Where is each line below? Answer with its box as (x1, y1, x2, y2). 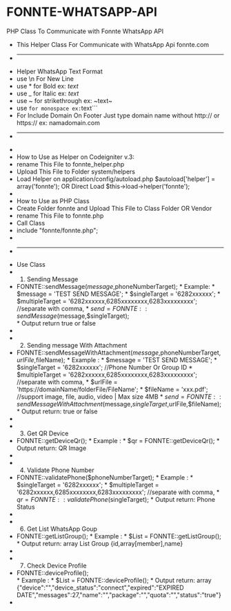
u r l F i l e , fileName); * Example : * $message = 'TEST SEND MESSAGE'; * (16, 355, 218, 364)
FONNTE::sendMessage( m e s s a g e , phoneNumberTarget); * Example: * (16, 282, 215, 290)
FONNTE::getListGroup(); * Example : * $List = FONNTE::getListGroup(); (16, 532, 221, 540)
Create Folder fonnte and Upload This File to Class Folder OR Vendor (16, 204, 212, 212)
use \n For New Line (16, 74, 74, 83)
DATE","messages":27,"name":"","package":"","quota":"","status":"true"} (16, 590, 221, 599)
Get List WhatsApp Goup (26, 525, 98, 533)
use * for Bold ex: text (16, 82, 79, 90)
